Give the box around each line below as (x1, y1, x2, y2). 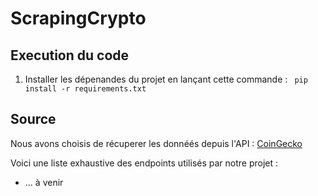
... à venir (24, 176, 64, 188)
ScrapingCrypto (10, 7, 147, 30)
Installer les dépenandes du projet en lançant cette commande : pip (24, 73, 308, 85)
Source (10, 111, 57, 128)
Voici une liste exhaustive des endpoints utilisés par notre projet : (10, 157, 279, 169)
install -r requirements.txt (24, 84, 147, 94)
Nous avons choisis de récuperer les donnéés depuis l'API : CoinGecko (10, 137, 303, 149)
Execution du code (10, 47, 130, 64)
